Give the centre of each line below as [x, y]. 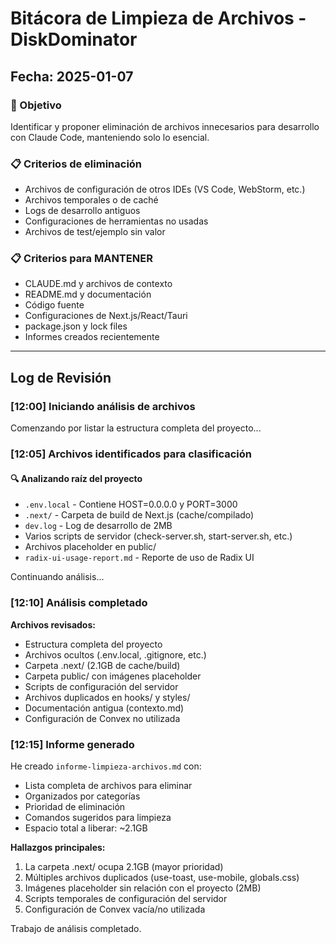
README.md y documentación [88, 294]
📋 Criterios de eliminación [76, 164]
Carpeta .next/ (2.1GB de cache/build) [102, 665]
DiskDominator [74, 39]
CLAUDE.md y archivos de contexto [98, 284]
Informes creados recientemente [92, 337]
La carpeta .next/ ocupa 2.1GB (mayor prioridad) [124, 866]
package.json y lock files [76, 326]
